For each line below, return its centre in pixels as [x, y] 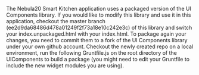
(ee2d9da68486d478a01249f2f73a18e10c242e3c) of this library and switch [99, 27]
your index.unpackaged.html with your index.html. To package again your [96, 34]
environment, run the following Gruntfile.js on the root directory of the [92, 53]
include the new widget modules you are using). [65, 65]
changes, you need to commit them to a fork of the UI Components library [97, 40]
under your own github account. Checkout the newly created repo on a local [100, 46]
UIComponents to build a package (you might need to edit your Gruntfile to [98, 59]
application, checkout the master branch [56, 21]
